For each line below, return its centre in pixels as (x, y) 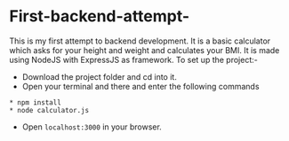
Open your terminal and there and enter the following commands (140, 86)
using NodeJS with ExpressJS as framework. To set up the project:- (133, 59)
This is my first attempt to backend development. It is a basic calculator (140, 41)
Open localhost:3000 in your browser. (92, 127)
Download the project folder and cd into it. (100, 76)
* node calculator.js (49, 110)
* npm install (36, 102)
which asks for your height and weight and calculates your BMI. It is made (144, 50)
